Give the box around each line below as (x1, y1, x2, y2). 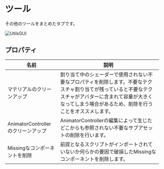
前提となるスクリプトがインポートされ (60, 141, 148, 147)
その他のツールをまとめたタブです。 (5, 21, 78, 26)
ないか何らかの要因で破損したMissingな (65, 148, 157, 155)
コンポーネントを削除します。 (60, 155, 128, 162)
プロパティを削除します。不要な (70, 78, 143, 85)
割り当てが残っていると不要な (75, 86, 143, 93)
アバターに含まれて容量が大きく (80, 93, 153, 100)
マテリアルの (7, 86, 37, 93)
